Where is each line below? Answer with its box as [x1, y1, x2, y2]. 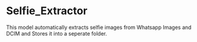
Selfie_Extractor [6, 4, 88, 18]
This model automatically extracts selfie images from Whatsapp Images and [6, 24, 192, 31]
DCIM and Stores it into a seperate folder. [6, 30, 107, 37]
